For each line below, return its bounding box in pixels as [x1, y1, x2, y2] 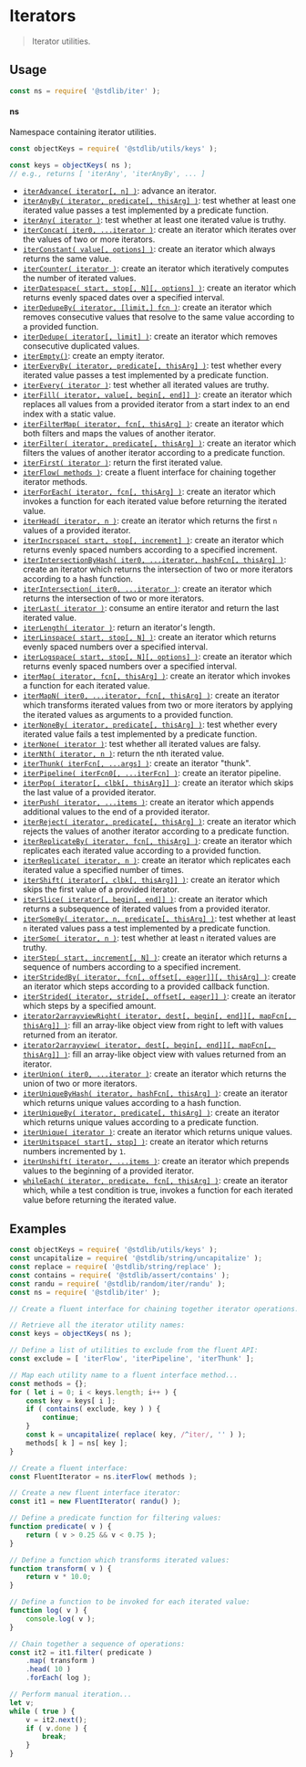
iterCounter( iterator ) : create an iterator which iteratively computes [22, 263, 290, 274]
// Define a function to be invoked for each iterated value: [9, 1597, 250, 1607]
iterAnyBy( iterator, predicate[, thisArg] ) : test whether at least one [22, 195, 296, 206]
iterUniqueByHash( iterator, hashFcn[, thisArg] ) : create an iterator [22, 1088, 289, 1099]
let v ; [9, 1698, 35, 1708]
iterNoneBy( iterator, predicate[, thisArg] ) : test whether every [22, 719, 278, 731]
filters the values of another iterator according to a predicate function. [22, 447, 285, 458]
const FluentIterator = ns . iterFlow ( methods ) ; [9, 1472, 198, 1481]
